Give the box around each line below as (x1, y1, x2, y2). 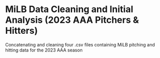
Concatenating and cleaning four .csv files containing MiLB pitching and (5, 41, 155, 47)
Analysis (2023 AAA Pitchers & (5, 14, 139, 26)
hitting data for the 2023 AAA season (5, 47, 83, 53)
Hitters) (5, 25, 38, 36)
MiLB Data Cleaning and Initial (5, 4, 134, 15)
